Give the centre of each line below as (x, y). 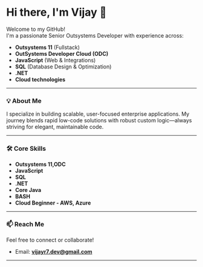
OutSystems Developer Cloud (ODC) (62, 53)
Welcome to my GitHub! (36, 29)
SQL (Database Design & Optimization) (63, 67)
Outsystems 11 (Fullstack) (47, 47)
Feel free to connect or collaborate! (50, 240)
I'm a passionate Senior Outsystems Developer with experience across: (95, 35)
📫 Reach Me (25, 225)
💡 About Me (24, 101)
